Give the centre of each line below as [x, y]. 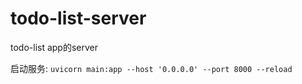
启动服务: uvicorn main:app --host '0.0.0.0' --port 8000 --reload [151, 68]
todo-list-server [78, 18]
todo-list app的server [54, 47]
